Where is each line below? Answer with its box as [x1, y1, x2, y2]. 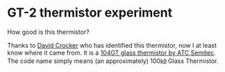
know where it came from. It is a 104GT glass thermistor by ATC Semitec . [7, 48, 217, 57]
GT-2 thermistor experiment [7, 5, 172, 21]
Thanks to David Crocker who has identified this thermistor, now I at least [7, 41, 217, 49]
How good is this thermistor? [7, 28, 90, 36]
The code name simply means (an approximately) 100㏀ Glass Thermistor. [7, 57, 219, 65]
